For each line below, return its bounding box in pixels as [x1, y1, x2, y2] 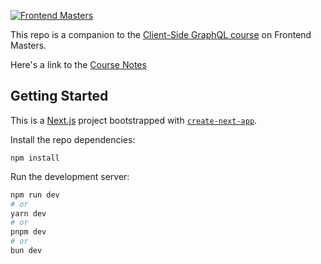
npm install [10, 153, 60, 163]
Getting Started [10, 88, 109, 105]
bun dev [10, 246, 43, 256]
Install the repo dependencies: [10, 133, 136, 145]
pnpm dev [10, 227, 47, 237]
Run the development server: [10, 170, 130, 182]
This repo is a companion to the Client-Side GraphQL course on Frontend [10, 29, 312, 40]
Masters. [10, 40, 47, 51]
